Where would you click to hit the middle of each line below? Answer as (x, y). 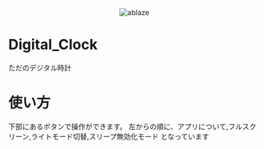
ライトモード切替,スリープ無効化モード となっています (120, 136)
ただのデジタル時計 (40, 68)
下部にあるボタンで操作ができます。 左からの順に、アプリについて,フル (125, 126)
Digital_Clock (53, 45)
